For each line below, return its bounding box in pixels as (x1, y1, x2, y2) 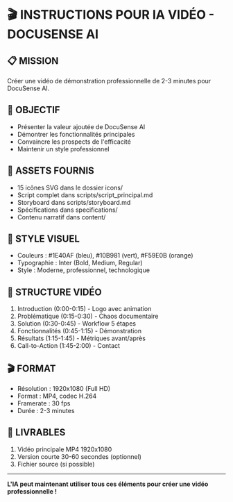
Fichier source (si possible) (17, 460, 95, 468)
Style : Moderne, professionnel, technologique (17, 266, 150, 274)
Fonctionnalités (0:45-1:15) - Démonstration (17, 327, 142, 335)
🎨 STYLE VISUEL (7, 233, 80, 245)
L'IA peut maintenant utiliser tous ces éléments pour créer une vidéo (7, 480, 209, 488)
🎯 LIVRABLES (7, 426, 66, 439)
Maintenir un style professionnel (17, 144, 110, 153)
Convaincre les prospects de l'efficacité (17, 137, 132, 146)
